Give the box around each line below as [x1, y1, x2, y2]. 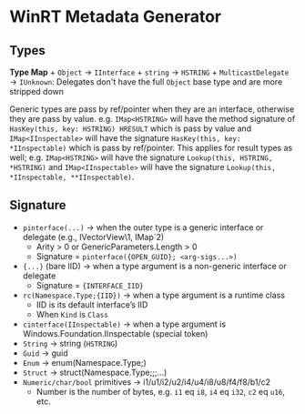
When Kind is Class [36, 308, 109, 319]
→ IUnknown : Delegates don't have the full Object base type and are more [9, 76, 283, 87]
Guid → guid [22, 348, 68, 358]
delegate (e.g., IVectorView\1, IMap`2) [22, 231, 165, 242]
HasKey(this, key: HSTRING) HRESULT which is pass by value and [9, 123, 252, 134]
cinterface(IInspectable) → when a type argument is [22, 318, 226, 329]
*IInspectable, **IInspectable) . [9, 171, 135, 182]
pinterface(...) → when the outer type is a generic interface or [22, 221, 264, 233]
